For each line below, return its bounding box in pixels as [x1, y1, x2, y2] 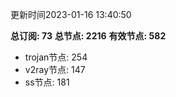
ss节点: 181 [24, 76, 70, 88]
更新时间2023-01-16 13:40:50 [10, 9, 132, 20]
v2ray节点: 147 [24, 64, 86, 75]
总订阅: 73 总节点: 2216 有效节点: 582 [10, 30, 167, 42]
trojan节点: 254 [24, 51, 88, 63]
